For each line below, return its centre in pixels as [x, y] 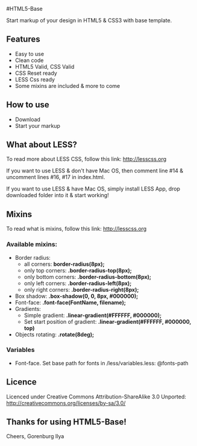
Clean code [29, 60]
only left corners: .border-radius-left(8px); [78, 283]
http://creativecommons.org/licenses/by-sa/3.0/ [66, 403]
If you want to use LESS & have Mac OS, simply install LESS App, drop [93, 189]
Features [23, 39]
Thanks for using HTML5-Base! [66, 422]
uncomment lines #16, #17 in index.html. [56, 177]
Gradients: [28, 309]
